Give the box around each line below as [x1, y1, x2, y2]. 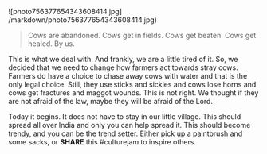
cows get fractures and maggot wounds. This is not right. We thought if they [8, 88, 259, 98]
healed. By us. [27, 39, 75, 48]
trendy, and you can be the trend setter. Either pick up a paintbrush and [8, 129, 243, 138]
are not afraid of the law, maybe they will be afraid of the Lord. [8, 97, 214, 106]
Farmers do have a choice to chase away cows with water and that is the [8, 71, 248, 80]
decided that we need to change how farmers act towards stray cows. [8, 63, 238, 72]
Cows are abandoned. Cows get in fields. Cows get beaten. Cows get [27, 31, 257, 40]
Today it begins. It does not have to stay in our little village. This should [8, 112, 241, 121]
